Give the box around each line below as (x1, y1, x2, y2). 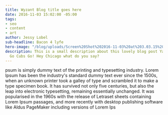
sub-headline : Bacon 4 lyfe (5, 40, 64, 45)
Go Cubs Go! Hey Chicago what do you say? (9, 53, 99, 59)
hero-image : (5, 44, 30, 49)
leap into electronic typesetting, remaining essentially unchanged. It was (5, 88, 154, 95)
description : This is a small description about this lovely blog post (5, 49, 157, 54)
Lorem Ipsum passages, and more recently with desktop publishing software (5, 99, 163, 105)
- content (5, 26, 26, 31)
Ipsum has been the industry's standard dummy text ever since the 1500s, (5, 73, 157, 79)
